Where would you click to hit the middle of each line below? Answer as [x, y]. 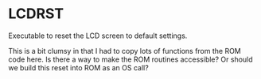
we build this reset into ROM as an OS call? [78, 67]
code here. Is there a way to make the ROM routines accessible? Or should [130, 59]
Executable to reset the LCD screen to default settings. [98, 36]
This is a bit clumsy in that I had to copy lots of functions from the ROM [125, 51]
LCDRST [36, 14]
